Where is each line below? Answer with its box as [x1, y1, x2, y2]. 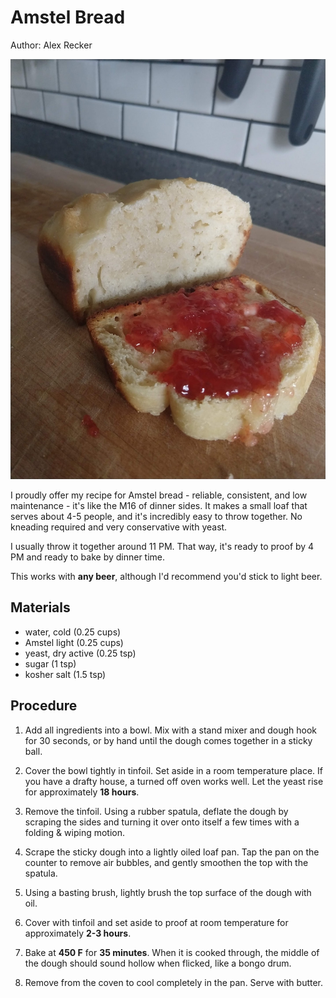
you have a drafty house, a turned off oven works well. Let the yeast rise [24, 775, 324, 787]
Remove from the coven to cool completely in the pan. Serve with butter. [24, 976, 324, 988]
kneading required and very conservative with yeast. [10, 521, 228, 533]
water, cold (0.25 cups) [24, 626, 122, 638]
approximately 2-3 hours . [24, 927, 132, 939]
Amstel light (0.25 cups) [24, 636, 124, 648]
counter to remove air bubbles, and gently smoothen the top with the [24, 856, 309, 868]
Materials [10, 599, 71, 616]
